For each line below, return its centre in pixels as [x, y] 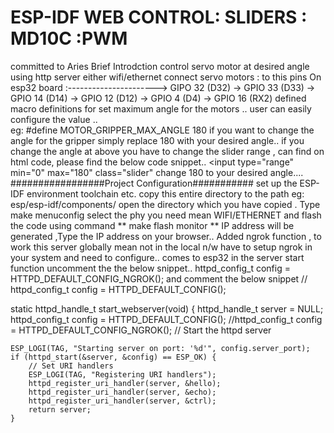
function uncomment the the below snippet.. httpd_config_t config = [150, 268]
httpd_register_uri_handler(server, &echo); [122, 392]
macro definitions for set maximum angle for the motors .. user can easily [161, 108]
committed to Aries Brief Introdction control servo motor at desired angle [160, 66]
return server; [60, 409]
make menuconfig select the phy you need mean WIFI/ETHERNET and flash [166, 215]
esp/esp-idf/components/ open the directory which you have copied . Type [165, 204]
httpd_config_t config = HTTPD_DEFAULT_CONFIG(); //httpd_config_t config [166, 319]
